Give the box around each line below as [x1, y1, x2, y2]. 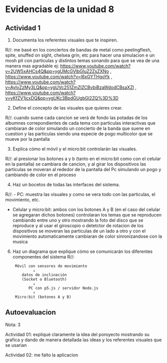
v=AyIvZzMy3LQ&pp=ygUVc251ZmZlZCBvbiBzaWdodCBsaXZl [5, 84, 134, 90]
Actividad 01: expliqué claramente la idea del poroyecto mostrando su [5, 331, 150, 337]
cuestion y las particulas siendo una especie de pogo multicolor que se [5, 131, 153, 137]
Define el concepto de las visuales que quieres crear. [12, 105, 123, 111]
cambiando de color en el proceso [5, 172, 76, 178]
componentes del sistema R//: [12, 254, 75, 260]
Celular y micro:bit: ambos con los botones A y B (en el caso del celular [12, 206, 160, 213]
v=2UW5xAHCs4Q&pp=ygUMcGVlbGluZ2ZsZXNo [5, 68, 109, 74]
